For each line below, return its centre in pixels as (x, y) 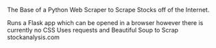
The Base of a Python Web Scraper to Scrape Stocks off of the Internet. (108, 10)
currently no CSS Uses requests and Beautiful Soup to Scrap (93, 30)
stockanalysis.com (34, 37)
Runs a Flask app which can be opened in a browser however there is (105, 23)
